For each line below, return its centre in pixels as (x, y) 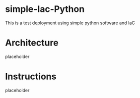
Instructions (31, 76)
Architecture (32, 43)
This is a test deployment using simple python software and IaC (70, 23)
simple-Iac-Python (45, 9)
